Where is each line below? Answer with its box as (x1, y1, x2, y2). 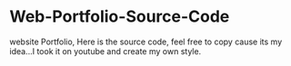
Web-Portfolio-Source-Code (9, 6, 230, 27)
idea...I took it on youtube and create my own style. (9, 45, 202, 56)
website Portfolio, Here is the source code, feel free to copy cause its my (9, 36, 283, 47)
